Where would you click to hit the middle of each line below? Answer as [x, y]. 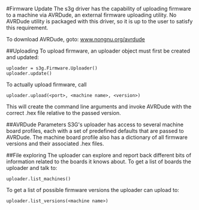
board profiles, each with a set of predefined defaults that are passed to [95, 131]
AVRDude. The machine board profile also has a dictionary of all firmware [97, 137]
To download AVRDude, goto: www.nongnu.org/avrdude [76, 39]
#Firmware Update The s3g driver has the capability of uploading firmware [99, 9]
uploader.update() [29, 74]
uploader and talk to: [32, 168]
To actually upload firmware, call [46, 84]
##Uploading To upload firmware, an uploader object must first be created [98, 51]
